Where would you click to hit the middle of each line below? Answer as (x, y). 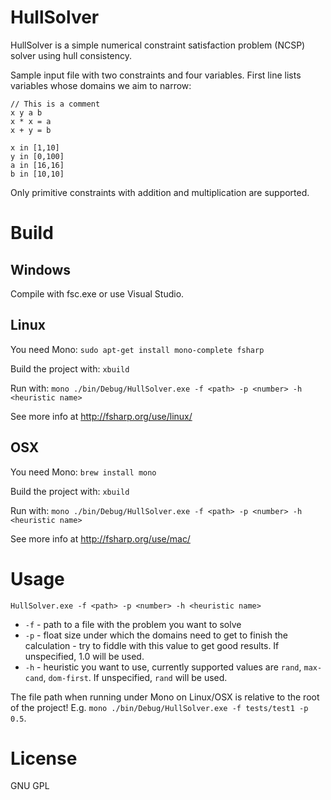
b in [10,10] (37, 174)
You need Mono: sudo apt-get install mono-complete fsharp (137, 349)
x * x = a (31, 121)
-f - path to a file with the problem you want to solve (133, 624)
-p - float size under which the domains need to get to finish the (156, 635)
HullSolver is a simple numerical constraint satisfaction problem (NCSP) (158, 45)
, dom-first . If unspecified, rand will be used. (135, 677)
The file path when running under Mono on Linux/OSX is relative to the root (165, 697)
